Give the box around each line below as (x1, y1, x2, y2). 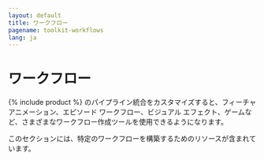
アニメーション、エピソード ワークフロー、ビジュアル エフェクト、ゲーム (8, 107, 246, 117)
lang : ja (8, 33, 37, 42)
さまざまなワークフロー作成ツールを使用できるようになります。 (21, 117, 229, 127)
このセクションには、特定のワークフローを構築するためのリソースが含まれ (8, 134, 250, 143)
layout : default (8, 11, 61, 20)
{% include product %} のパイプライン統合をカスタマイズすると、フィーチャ (8, 98, 257, 107)
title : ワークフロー (8, 19, 69, 27)
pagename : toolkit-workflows (8, 26, 104, 34)
